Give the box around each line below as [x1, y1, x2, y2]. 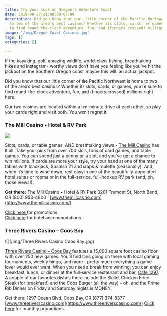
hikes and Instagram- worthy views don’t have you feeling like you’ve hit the [5, 63, 161, 69]
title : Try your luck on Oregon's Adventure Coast [5, 7, 112, 12]
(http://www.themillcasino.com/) [5, 200, 72, 206]
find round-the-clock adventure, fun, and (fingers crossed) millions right [5, 88, 153, 95]
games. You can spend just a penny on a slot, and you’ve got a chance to [5, 153, 156, 159]
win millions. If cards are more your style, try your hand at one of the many [5, 158, 158, 164]
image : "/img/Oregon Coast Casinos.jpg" [5, 30, 90, 35]
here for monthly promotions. [5, 306, 65, 312]
